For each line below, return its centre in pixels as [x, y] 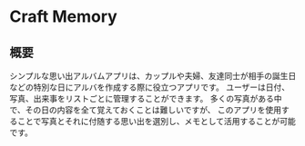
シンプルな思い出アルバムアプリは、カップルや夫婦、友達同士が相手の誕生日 [153, 76]
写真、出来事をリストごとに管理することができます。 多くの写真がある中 [146, 98]
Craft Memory [64, 17]
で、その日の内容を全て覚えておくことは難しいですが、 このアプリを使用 [146, 110]
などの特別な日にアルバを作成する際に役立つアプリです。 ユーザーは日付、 [150, 87]
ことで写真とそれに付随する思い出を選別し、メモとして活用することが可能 [156, 121]
